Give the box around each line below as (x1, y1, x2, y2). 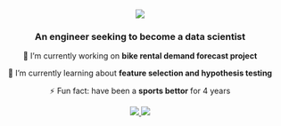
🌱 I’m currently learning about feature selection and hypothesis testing (7, 67, 273, 79)
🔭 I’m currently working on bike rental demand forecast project (22, 51, 258, 61)
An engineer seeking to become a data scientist (34, 31, 246, 43)
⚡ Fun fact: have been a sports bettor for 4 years (49, 85, 231, 97)
